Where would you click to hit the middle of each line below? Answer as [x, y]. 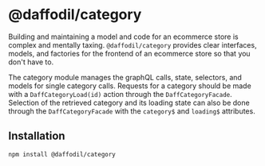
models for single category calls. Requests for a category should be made [130, 86]
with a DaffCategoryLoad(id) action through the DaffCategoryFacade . [121, 94]
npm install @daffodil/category [62, 154]
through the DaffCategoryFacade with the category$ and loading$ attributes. [132, 111]
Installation [37, 136]
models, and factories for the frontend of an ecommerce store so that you [129, 53]
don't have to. [31, 62]
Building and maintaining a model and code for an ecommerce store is [123, 37]
